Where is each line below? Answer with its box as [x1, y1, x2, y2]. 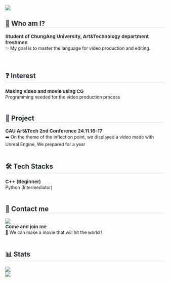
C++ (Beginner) [5, 179, 41, 185]
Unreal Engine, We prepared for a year [5, 142, 86, 148]
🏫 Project [5, 114, 34, 123]
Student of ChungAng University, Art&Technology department [5, 33, 149, 40]
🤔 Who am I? [5, 19, 46, 28]
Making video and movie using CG [5, 88, 84, 94]
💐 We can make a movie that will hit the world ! [5, 229, 103, 235]
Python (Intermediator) [5, 185, 53, 191]
